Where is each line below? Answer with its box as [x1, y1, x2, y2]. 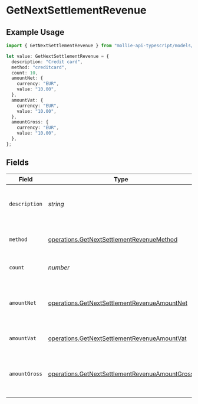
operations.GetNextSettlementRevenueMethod [48, 235, 178, 243]
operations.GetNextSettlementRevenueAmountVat [48, 334, 187, 343]
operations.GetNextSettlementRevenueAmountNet [48, 299, 187, 307]
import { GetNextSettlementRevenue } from [6, 43, 112, 48]
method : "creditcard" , [11, 64, 67, 70]
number [48, 263, 70, 272]
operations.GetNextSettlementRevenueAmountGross [48, 370, 194, 378]
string [48, 200, 65, 208]
